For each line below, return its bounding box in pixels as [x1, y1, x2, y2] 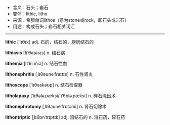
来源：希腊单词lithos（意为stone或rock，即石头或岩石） [12, 17, 129, 23]
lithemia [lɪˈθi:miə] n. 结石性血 [5, 60, 67, 66]
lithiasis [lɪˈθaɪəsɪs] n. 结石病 [5, 50, 65, 56]
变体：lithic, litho [12, 11, 48, 17]
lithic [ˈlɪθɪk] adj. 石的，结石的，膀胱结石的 [5, 39, 94, 45]
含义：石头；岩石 [12, 5, 49, 10]
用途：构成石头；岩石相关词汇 [12, 23, 75, 29]
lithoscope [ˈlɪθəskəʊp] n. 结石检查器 [5, 82, 82, 88]
